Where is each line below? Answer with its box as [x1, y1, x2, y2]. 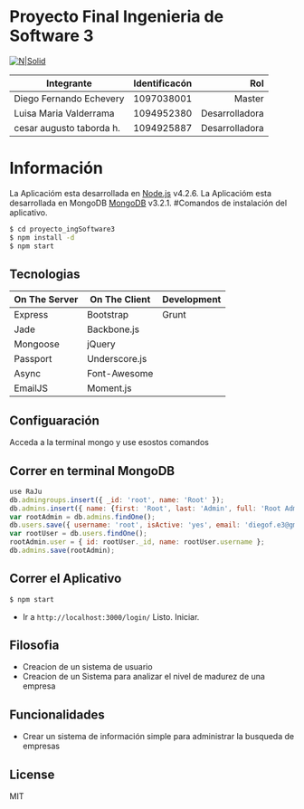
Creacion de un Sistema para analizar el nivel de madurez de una [22, 671, 265, 682]
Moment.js [87, 382, 132, 395]
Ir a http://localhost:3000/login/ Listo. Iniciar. [22, 611, 200, 622]
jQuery [87, 338, 116, 350]
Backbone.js [87, 323, 140, 336]
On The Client [90, 293, 151, 306]
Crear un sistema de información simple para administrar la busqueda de [22, 731, 295, 742]
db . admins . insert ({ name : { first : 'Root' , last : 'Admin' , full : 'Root [9, 504, 281, 513]
